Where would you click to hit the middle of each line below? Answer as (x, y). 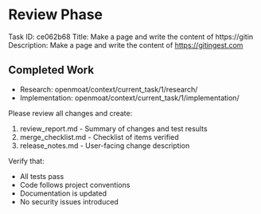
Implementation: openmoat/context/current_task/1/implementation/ (130, 98)
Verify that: (27, 161)
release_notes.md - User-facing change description (105, 146)
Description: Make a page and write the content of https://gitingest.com (126, 45)
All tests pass (42, 176)
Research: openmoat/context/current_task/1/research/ (109, 89)
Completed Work (51, 70)
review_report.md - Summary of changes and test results (114, 128)
